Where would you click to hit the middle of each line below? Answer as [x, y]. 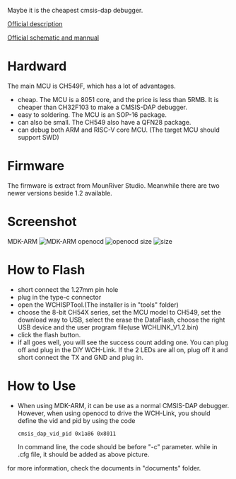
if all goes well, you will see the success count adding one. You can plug [123, 342]
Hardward [37, 66]
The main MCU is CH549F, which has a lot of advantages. [92, 86]
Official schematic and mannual [53, 38]
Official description [35, 24]
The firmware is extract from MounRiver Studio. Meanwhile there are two [114, 185]
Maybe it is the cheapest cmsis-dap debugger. [75, 10]
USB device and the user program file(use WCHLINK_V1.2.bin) [108, 327]
